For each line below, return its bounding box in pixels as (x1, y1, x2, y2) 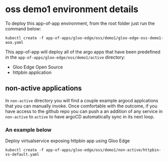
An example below (5, 126, 52, 133)
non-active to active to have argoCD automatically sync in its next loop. (5, 113, 155, 119)
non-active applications (5, 84, 82, 93)
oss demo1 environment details (5, 4, 139, 15)
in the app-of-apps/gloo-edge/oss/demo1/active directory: (5, 54, 125, 60)
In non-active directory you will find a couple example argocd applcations (5, 97, 158, 103)
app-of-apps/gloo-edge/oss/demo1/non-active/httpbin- (45, 148, 161, 153)
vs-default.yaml (5, 152, 39, 157)
